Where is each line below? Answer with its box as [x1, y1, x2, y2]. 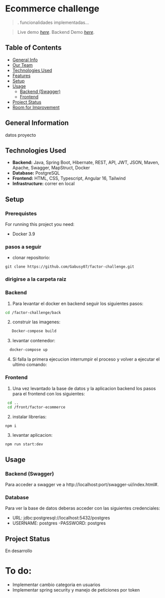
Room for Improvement [12, 104, 60, 110]
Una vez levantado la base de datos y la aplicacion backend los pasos [12, 385, 156, 391]
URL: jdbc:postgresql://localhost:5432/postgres [12, 515, 110, 521]
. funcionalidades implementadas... [17, 19, 89, 25]
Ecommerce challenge [5, 3, 99, 14]
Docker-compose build [11, 329, 57, 334]
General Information [5, 119, 69, 127]
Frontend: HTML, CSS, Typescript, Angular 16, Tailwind [12, 175, 126, 182]
